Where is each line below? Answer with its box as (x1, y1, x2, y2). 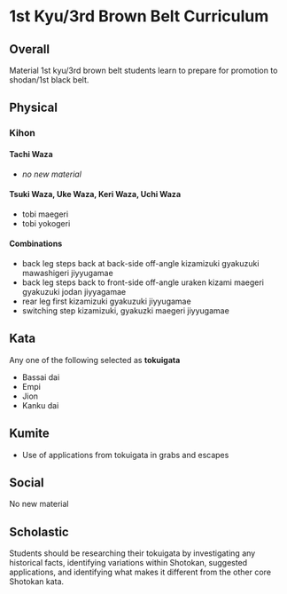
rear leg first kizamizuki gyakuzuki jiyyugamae (21, 296, 192, 306)
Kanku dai (21, 400, 59, 410)
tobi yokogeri (21, 218, 71, 228)
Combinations (9, 238, 63, 249)
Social (9, 475, 44, 490)
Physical (9, 100, 58, 115)
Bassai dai (21, 371, 60, 383)
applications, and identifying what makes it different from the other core (9, 566, 272, 578)
